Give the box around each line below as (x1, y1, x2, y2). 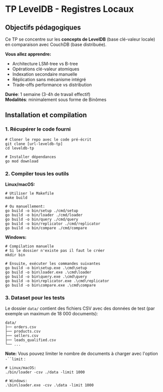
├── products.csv (5, 329, 41, 334)
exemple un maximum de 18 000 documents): (5, 311, 98, 317)
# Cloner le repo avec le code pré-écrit (5, 137, 92, 142)
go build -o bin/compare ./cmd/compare (5, 225, 87, 231)
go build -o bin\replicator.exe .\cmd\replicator (5, 278, 110, 283)
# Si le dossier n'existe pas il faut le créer (5, 248, 105, 253)
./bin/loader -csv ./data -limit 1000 (5, 370, 85, 375)
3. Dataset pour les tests (5, 294, 65, 301)
